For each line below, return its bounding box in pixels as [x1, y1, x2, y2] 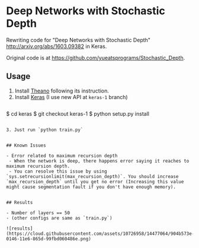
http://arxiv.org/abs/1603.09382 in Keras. [6, 43, 107, 50]
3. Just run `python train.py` [6, 126, 84, 133]
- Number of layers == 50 [6, 209, 70, 216]
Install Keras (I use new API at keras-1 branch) [14, 93, 129, 100]
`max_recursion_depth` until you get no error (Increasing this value [6, 179, 184, 185]
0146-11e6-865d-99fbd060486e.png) [6, 236, 92, 241]
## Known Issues [6, 142, 46, 148]
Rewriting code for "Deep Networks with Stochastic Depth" [6, 36, 151, 43]
